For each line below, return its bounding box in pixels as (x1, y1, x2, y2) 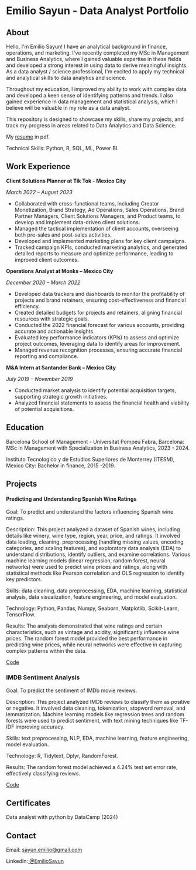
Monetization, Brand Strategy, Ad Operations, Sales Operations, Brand (14, 206, 184, 213)
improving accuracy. (15, 723, 65, 730)
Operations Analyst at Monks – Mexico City (6, 267, 114, 274)
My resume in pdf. (6, 133, 50, 140)
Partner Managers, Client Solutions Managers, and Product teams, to (14, 213, 181, 220)
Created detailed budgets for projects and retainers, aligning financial (14, 309, 183, 316)
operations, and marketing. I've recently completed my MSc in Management (6, 49, 189, 56)
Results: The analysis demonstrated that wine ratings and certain (6, 622, 163, 629)
